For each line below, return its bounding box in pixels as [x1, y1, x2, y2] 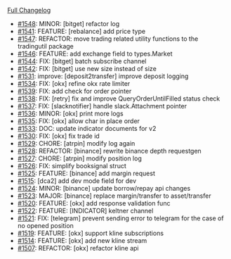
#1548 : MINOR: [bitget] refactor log [17, 20, 120, 27]
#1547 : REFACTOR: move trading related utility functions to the [17, 34, 199, 43]
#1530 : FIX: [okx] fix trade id [17, 132, 100, 140]
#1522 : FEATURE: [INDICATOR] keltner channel [17, 207, 154, 215]
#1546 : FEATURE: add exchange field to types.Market [17, 49, 173, 58]
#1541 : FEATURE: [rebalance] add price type [17, 27, 146, 35]
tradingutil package [17, 42, 74, 50]
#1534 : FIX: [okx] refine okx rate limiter [17, 80, 131, 87]
